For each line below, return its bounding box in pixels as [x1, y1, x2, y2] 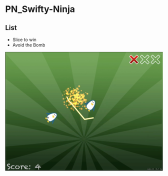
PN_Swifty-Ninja [5, 3, 75, 15]
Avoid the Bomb [12, 42, 45, 48]
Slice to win [12, 36, 36, 42]
